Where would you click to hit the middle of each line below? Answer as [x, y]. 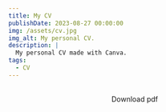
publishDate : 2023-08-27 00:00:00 [66, 23]
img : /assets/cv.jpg [43, 30]
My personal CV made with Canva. [71, 53]
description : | [34, 46]
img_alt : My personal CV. [51, 38]
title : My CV [30, 16]
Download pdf [135, 99]
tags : [17, 61]
